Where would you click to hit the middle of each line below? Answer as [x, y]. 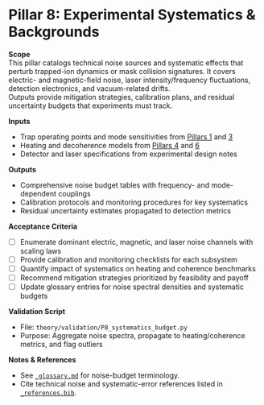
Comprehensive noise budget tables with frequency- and [115, 185]
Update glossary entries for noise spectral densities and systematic [132, 287]
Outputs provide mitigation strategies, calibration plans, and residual [122, 97]
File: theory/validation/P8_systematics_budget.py [103, 327]
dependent [38, 193]
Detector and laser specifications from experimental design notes [128, 154]
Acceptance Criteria [43, 226]
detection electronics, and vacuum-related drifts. [89, 88]
